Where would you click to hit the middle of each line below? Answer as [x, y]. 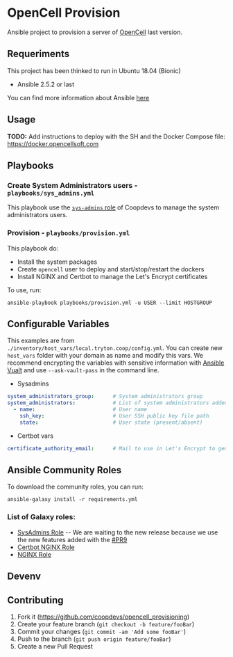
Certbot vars [35, 436]
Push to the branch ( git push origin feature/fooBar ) [94, 639]
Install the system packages [57, 262]
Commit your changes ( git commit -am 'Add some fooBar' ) [102, 631]
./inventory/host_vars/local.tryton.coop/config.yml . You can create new [115, 348]
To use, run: [24, 290]
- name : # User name [80, 410]
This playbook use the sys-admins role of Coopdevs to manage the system [113, 207]
